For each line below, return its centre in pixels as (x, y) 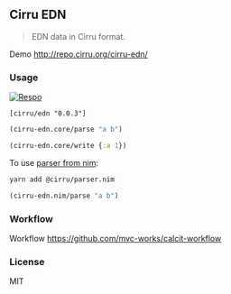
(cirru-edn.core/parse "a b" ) (66, 130)
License (27, 262)
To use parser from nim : (54, 162)
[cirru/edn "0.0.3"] (48, 114)
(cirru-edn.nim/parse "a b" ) (64, 196)
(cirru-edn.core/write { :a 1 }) (68, 145)
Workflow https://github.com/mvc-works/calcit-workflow (115, 238)
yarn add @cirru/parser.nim (62, 179)
